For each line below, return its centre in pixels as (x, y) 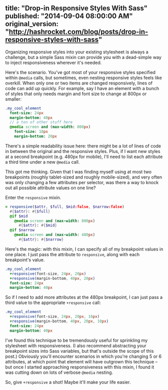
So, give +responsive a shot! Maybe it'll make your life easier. (68, 382)
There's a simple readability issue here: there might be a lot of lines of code (83, 146)
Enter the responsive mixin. (33, 197)
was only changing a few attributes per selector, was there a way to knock (82, 182)
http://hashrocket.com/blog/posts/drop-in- (78, 32)
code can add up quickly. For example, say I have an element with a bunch (82, 88)
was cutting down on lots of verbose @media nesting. (59, 372)
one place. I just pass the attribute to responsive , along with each (72, 254)
